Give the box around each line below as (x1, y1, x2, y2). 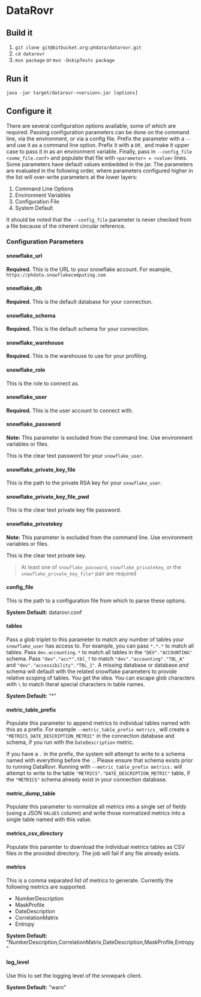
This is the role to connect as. (6, 380, 80, 387)
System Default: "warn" (6, 984, 67, 991)
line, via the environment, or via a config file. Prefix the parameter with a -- (6, 135, 191, 142)
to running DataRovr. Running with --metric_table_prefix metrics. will (6, 763, 182, 770)
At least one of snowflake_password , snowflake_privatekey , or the (20, 563, 182, 570)
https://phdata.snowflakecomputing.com (6, 272, 106, 278)
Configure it (6, 106, 52, 116)
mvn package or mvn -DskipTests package (14, 57, 115, 63)
